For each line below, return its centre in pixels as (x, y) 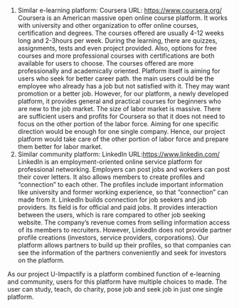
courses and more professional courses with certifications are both (116, 56)
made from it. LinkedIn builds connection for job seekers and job (112, 200)
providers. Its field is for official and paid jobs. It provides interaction (118, 207)
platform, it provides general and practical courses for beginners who (119, 101)
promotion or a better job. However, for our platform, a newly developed (123, 93)
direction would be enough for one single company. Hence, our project (121, 132)
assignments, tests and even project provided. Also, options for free (117, 48)
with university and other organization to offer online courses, (108, 25)
